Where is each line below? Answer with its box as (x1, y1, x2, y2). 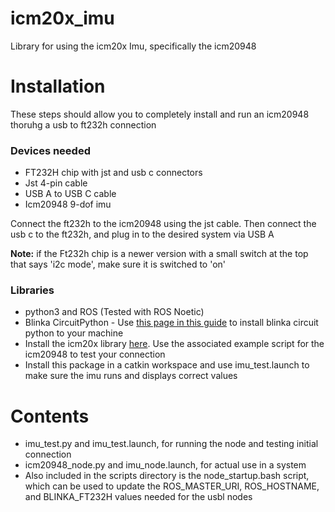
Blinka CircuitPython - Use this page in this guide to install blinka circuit (24, 317, 319, 329)
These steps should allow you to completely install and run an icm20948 (10, 108, 310, 120)
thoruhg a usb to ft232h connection (10, 118, 157, 131)
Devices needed (10, 143, 91, 157)
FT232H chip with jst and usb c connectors (24, 167, 203, 179)
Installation (10, 75, 106, 98)
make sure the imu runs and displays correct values (24, 370, 238, 382)
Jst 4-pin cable (24, 177, 88, 189)
